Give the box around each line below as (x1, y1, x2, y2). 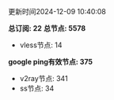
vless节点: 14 (19, 40, 63, 50)
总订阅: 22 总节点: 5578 (8, 24, 86, 33)
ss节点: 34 (19, 83, 55, 93)
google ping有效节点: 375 (8, 57, 93, 66)
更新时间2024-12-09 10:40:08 (8, 7, 107, 16)
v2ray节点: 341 (19, 74, 69, 83)
